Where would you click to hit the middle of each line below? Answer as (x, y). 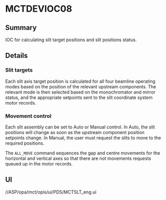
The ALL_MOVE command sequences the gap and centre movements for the (83, 153)
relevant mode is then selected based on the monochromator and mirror (80, 92)
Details (16, 56)
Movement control (28, 116)
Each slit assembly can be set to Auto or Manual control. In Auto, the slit (80, 127)
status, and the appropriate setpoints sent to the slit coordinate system (79, 97)
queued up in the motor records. (39, 163)
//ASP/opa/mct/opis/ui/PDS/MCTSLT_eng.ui (51, 192)
